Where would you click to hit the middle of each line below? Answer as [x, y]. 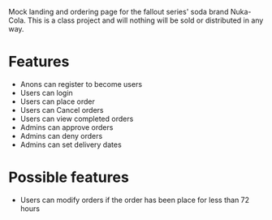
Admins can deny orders [61, 136]
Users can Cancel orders [62, 110]
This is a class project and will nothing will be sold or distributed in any [145, 20]
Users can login [46, 93]
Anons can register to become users [81, 84]
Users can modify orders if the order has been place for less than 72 [135, 200]
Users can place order [57, 101]
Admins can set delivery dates [71, 145]
